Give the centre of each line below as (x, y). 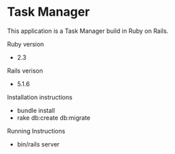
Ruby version (26, 44)
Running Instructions (36, 131)
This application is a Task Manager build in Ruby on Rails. (88, 31)
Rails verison (25, 70)
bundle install (36, 110)
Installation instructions (40, 97)
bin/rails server (38, 144)
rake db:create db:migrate (54, 118)
